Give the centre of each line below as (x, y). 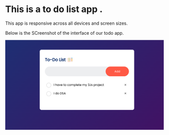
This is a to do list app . (54, 9)
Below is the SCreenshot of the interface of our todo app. (65, 33)
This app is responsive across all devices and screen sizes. (67, 23)
